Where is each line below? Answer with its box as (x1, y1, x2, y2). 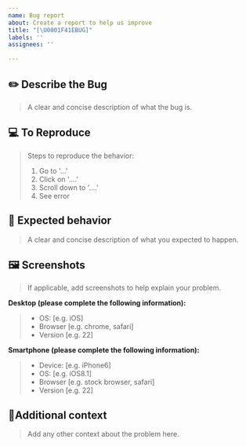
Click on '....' (38, 174, 79, 184)
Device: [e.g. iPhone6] (38, 360, 111, 370)
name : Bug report (8, 11, 65, 20)
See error (38, 191, 71, 200)
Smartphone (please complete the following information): (8, 345, 200, 355)
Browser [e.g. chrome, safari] (38, 322, 134, 331)
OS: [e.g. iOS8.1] (38, 369, 92, 378)
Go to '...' (38, 166, 68, 175)
